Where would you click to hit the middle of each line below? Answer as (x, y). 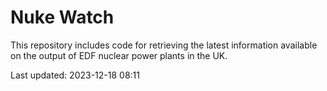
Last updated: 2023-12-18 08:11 (75, 75)
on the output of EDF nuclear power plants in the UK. (119, 55)
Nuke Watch (62, 17)
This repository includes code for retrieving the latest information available (164, 45)
